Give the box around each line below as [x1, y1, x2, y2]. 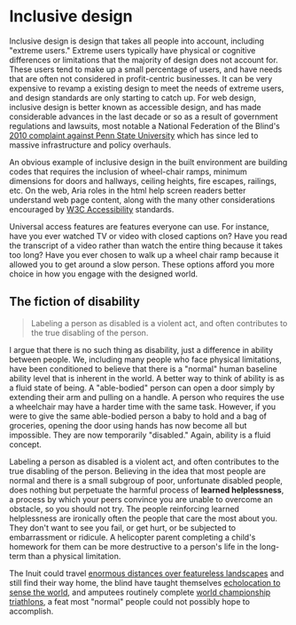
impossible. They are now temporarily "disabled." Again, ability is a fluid [9, 429, 271, 440]
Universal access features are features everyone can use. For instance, [9, 220, 269, 232]
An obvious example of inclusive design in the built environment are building [9, 156, 288, 167]
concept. [9, 438, 43, 450]
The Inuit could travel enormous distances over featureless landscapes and [9, 567, 284, 579]
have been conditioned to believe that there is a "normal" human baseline [9, 363, 277, 374]
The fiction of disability [9, 294, 140, 309]
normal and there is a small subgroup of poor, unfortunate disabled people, [9, 475, 284, 485]
